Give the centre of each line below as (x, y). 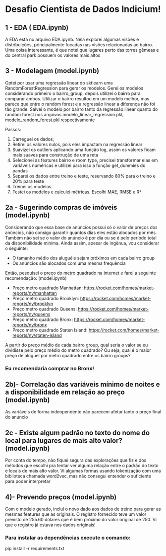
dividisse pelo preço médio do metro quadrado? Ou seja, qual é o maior (78, 350)
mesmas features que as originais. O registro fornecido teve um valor (76, 514)
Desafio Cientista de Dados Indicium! (83, 9)
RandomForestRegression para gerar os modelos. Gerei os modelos (74, 88)
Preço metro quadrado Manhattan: (48, 288)
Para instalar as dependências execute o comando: (68, 538)
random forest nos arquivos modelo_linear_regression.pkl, (64, 114)
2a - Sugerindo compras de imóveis (61, 207)
